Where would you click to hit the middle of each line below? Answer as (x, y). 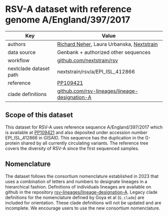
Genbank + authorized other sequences (104, 52)
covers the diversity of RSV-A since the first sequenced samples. (72, 148)
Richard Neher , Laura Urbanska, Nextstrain (108, 44)
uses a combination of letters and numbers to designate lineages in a (76, 181)
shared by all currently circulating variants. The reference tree (84, 143)
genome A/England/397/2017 (68, 20)
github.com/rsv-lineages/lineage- (98, 91)
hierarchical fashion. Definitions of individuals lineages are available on (78, 186)
